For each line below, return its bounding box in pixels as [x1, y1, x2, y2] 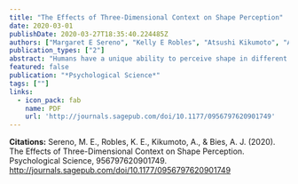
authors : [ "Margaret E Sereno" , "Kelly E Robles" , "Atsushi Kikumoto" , [9, 37, 279, 47]
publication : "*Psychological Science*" [9, 71, 161, 80]
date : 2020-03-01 [9, 21, 74, 30]
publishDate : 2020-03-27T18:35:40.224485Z [9, 29, 169, 38]
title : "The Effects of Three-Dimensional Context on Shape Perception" [9, 12, 284, 22]
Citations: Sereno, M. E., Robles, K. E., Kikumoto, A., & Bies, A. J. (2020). [9, 137, 276, 148]
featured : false [9, 63, 69, 72]
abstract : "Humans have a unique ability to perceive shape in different [9, 54, 288, 63]
